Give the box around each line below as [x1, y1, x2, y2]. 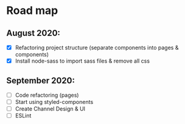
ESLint [15, 112, 32, 119]
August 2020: [6, 28, 61, 38]
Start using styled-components [15, 98, 94, 105]
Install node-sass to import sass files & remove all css [15, 57, 150, 64]
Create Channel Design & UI [15, 105, 86, 112]
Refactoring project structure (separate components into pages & [15, 44, 179, 51]
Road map [6, 4, 58, 18]
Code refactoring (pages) [15, 91, 79, 98]
